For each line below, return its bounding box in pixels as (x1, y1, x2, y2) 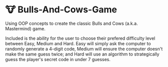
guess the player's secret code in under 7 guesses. (5, 56, 111, 62)
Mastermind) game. (5, 25, 46, 31)
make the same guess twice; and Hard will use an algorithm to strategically (5, 51, 159, 57)
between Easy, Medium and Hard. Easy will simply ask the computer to (5, 40, 151, 46)
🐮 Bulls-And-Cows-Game (5, 4, 117, 15)
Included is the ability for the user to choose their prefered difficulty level (5, 35, 155, 41)
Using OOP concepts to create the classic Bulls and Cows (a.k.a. (5, 20, 138, 26)
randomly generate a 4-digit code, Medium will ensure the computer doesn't (5, 46, 163, 52)
